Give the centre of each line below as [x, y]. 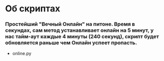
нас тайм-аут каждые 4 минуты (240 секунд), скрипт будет [82, 37]
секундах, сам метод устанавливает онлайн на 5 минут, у [80, 30]
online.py [22, 54]
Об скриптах [33, 9]
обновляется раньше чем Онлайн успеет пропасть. [71, 43]
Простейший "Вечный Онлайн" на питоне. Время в [70, 24]
